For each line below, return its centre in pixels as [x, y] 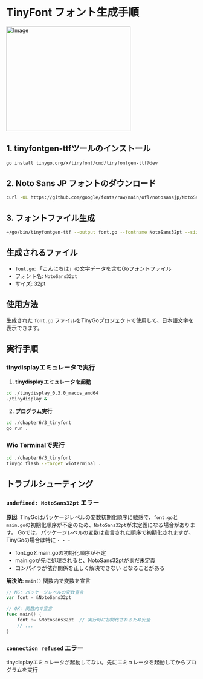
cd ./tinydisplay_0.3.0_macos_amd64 [52, 393]
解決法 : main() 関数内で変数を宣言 [48, 581]
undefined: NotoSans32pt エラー [53, 503]
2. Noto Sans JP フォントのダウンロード [81, 183]
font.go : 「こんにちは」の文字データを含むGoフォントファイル [93, 268]
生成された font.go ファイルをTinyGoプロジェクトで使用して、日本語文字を [100, 320]
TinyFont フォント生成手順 [73, 12]
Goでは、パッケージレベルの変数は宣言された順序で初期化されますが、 [106, 532]
